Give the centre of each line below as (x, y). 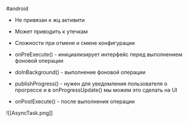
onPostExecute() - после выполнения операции (75, 101)
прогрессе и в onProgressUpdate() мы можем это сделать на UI (96, 90)
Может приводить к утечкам (51, 31)
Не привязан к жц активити (50, 20)
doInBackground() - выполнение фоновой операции (80, 72)
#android (17, 9)
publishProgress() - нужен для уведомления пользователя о (91, 84)
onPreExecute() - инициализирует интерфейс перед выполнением (98, 54)
